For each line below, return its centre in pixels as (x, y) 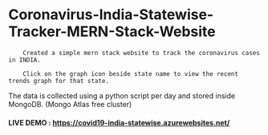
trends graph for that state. (59, 81)
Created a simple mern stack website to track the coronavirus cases (142, 53)
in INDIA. (25, 60)
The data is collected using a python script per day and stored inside (122, 95)
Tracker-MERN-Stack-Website (112, 32)
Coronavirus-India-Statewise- (111, 15)
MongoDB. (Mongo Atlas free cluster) (70, 104)
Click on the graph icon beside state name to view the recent (131, 73)
